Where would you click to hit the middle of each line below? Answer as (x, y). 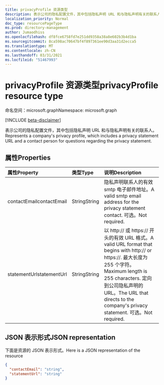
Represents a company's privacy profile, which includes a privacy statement (82, 136)
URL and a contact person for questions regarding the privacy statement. (79, 141)
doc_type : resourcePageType (34, 23)
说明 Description (123, 173)
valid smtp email (123, 196)
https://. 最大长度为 (126, 257)
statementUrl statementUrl (37, 274)
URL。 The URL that (126, 293)
